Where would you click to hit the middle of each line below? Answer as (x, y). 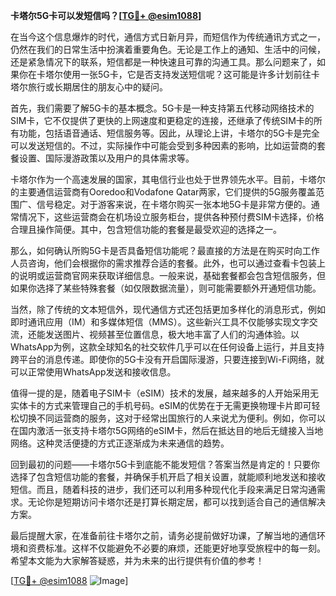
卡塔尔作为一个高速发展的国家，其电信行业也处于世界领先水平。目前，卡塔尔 (168, 179)
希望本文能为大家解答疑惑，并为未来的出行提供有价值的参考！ (137, 560)
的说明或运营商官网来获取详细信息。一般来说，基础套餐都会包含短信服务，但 (168, 275)
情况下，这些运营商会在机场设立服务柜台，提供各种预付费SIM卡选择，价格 (171, 217)
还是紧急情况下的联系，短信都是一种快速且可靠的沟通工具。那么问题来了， (163, 62)
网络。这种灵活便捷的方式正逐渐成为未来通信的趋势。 (120, 443)
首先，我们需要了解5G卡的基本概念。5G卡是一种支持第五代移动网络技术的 (162, 108)
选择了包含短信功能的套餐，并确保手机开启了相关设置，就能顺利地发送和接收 (168, 477)
